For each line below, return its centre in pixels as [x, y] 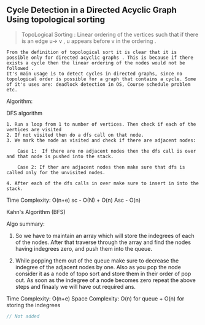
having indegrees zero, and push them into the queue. [83, 248]
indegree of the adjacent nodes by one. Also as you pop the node [98, 267]
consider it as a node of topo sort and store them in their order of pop [103, 273]
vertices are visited [34, 129]
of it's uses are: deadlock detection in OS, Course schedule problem [99, 84]
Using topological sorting [56, 20]
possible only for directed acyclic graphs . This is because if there [100, 58]
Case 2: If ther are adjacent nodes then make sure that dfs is [101, 167]
